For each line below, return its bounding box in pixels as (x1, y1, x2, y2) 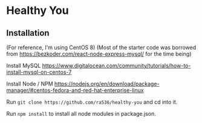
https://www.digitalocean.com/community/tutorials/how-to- (42, 62, 191, 69)
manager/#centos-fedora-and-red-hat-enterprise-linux (6, 87, 144, 94)
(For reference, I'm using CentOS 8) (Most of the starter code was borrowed (6, 44, 197, 51)
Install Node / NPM (6, 80, 53, 87)
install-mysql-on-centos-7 (6, 68, 72, 76)
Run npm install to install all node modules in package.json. (6, 110, 156, 117)
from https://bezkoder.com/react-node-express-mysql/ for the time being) (6, 50, 192, 58)
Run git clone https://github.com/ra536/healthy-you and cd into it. (6, 98, 178, 105)
